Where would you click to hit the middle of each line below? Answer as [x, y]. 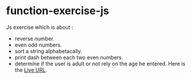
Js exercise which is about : [40, 27]
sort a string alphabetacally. [48, 51]
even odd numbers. [38, 45]
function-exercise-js [58, 11]
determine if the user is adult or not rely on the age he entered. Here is [100, 64]
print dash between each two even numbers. [69, 57]
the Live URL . [31, 70]
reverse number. [34, 38]
